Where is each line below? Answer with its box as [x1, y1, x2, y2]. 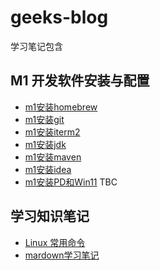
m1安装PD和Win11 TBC [24, 176, 118, 188]
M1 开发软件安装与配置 [10, 72, 150, 90]
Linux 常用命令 [24, 236, 86, 248]
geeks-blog [10, 6, 109, 29]
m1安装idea [24, 163, 72, 175]
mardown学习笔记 [24, 249, 100, 261]
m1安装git [24, 113, 65, 125]
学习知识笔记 [10, 208, 90, 225]
